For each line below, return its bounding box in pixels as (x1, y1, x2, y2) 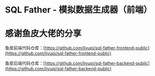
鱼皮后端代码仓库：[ (5, 61, 45, 66)
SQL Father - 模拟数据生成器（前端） (5, 4, 152, 15)
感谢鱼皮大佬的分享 (5, 28, 82, 39)
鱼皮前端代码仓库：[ (5, 45, 45, 51)
